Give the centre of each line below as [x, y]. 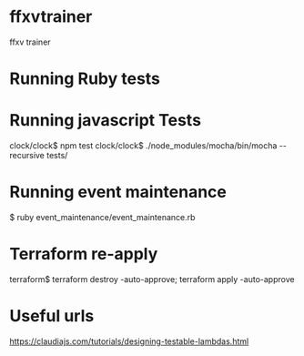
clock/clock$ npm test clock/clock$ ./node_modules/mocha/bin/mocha [143, 146]
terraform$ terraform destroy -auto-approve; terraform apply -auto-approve [152, 279]
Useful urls [52, 316]
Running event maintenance [118, 192]
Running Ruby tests [85, 79]
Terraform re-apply [84, 254]
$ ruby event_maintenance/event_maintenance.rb [102, 217]
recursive [27, 156]
